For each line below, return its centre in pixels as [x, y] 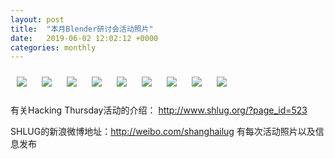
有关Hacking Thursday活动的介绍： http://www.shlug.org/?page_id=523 [159, 110]
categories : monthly [53, 47]
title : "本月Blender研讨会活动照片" [82, 29]
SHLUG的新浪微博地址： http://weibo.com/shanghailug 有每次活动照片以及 [163, 132]
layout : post [37, 19]
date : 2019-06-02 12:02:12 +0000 [84, 38]
